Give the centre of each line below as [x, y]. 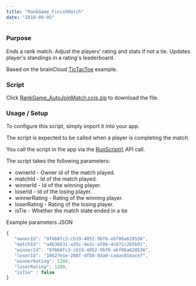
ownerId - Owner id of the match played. [65, 173]
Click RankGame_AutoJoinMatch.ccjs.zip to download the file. [82, 98]
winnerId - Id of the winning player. [58, 185]
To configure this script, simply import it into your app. [73, 126]
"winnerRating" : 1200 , [42, 261]
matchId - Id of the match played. [56, 179]
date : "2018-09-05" [30, 17]
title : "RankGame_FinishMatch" [45, 12]
